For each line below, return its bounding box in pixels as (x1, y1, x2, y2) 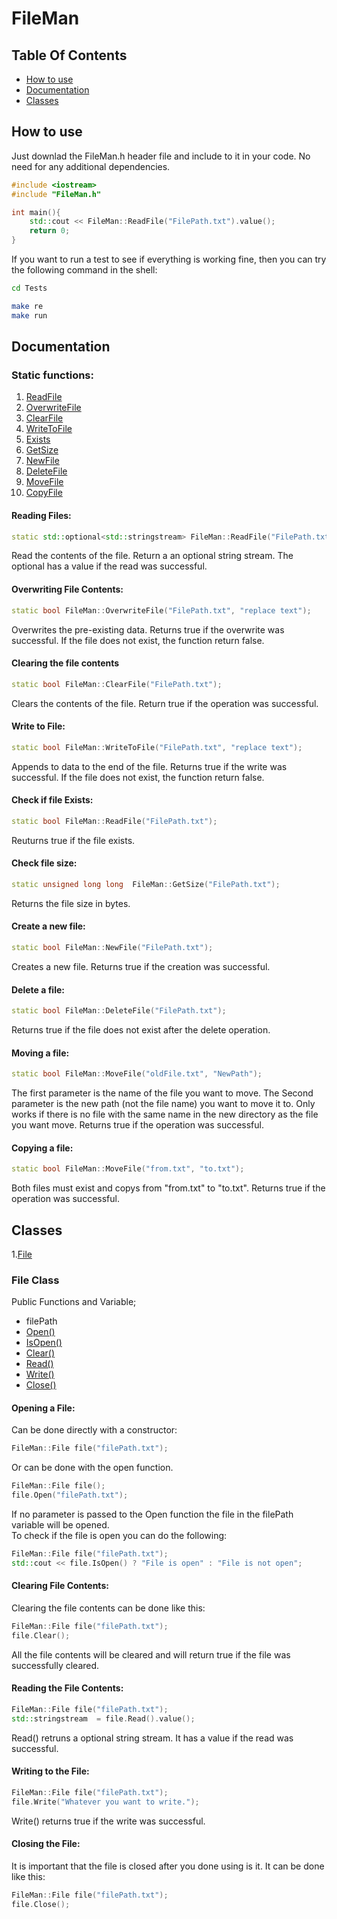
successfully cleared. (11, 1659, 100, 1671)
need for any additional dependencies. (11, 160, 171, 172)
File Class (11, 1273, 60, 1287)
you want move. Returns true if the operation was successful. (11, 1119, 265, 1131)
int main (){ (11, 207, 61, 217)
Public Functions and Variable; (11, 1296, 137, 1308)
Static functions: (11, 368, 94, 382)
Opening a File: (11, 1402, 76, 1414)
